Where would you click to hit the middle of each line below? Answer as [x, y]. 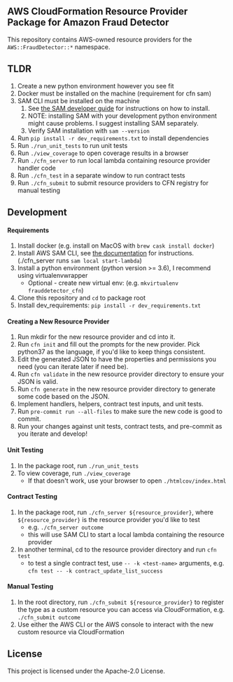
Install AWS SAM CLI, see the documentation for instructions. [106, 253]
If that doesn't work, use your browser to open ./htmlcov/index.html [127, 481]
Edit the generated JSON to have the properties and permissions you [117, 359]
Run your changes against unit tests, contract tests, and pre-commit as [120, 427]
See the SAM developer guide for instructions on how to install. [119, 108]
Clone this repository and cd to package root [81, 298]
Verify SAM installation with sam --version [89, 131]
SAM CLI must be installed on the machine [78, 100]
